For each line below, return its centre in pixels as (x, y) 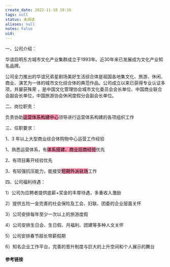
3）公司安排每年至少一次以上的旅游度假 (47, 214)
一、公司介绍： (21, 48)
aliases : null (20, 24)
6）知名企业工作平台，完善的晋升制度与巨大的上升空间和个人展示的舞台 (80, 246)
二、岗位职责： (21, 106)
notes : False (19, 29)
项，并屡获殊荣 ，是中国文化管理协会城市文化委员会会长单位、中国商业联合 (84, 89)
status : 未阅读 (20, 19)
